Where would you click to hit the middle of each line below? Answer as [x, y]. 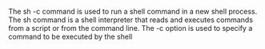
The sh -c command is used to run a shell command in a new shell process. [133, 11]
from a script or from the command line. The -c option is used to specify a [130, 28]
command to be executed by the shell [70, 36]
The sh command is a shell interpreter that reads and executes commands [131, 20]
